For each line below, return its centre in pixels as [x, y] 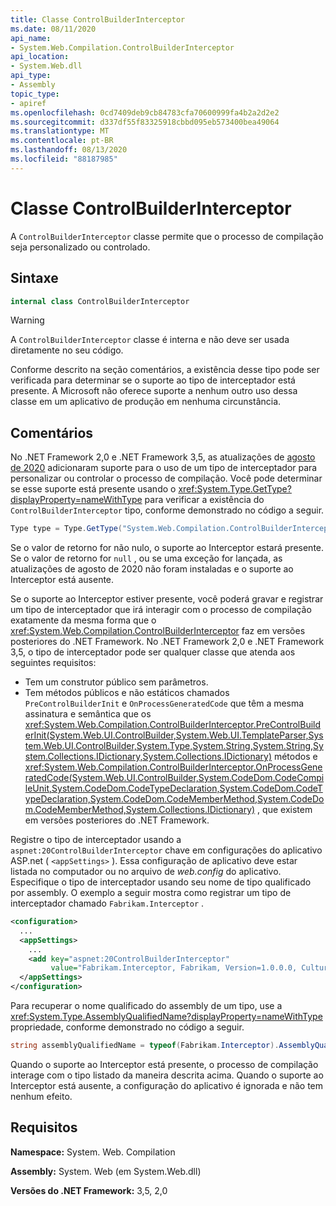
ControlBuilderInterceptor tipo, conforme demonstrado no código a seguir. [167, 510]
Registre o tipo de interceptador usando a [96, 840]
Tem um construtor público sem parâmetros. [116, 682]
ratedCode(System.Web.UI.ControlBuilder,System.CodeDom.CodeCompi [174, 778]
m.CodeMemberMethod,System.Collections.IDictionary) [140, 810]
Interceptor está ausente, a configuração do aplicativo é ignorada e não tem [167, 1085]
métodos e [295, 757]
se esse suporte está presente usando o [93, 489]
